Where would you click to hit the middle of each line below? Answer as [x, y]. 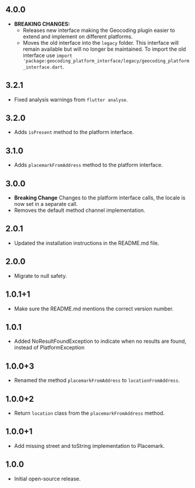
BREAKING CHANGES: [42, 24]
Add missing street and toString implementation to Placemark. [89, 446]
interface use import [47, 55]
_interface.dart [43, 67]
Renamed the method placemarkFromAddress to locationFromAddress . [97, 381]
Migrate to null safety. [40, 276]
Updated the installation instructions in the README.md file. [87, 243]
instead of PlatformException [49, 348]
